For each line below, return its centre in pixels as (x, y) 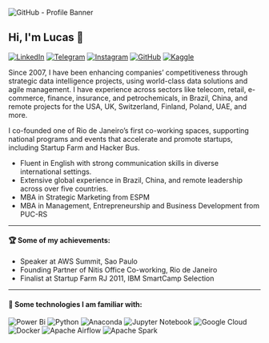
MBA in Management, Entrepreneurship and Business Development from (140, 205)
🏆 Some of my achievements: (59, 240)
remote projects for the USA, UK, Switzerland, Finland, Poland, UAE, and (127, 106)
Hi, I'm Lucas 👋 (46, 37)
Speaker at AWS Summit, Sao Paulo (78, 261)
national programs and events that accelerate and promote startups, (121, 139)
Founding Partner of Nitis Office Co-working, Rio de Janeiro (118, 270)
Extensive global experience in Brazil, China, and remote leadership (131, 180)
